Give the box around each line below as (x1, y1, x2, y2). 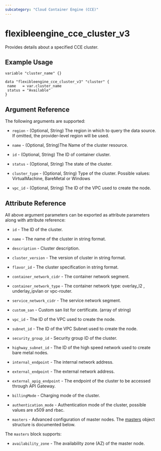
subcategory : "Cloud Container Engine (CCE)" (5, 7, 98, 12)
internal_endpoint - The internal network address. (12, 359, 114, 365)
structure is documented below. (12, 422, 76, 427)
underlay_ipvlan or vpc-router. (12, 288, 73, 294)
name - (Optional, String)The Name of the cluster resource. (12, 142, 129, 148)
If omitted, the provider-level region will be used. (12, 133, 110, 139)
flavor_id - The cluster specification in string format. (12, 264, 119, 270)
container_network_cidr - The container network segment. (12, 274, 130, 279)
